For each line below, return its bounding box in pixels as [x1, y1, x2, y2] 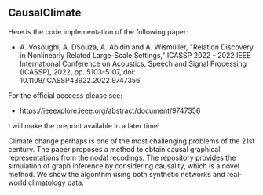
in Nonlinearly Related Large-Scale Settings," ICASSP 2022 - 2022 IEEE [19, 50, 251, 60]
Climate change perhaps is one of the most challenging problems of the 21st [8, 136, 255, 146]
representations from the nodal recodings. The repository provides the [8, 153, 236, 162]
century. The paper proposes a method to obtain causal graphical [8, 144, 221, 153]
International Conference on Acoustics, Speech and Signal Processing [19, 59, 247, 68]
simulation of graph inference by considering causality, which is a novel [8, 161, 239, 171]
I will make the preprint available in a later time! [8, 121, 160, 130]
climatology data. [27, 178, 84, 187]
